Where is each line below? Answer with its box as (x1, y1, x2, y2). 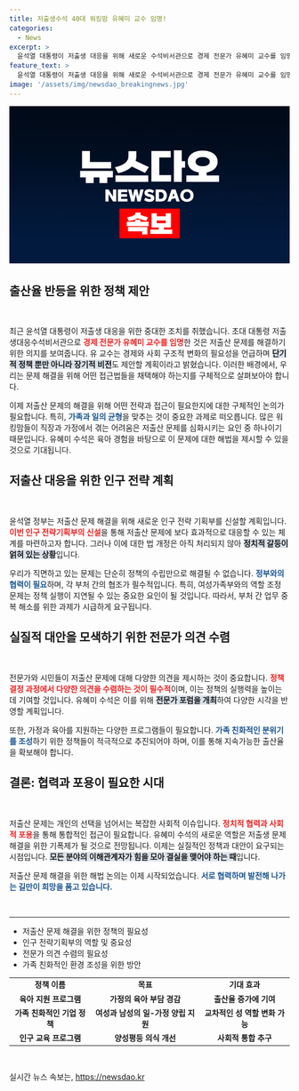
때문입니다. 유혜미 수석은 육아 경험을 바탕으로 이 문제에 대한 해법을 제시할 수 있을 (9, 434, 289, 445)
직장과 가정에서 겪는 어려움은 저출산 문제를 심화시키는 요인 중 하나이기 (39, 422, 283, 433)
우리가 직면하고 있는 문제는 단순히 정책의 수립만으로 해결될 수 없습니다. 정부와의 (9, 567, 285, 578)
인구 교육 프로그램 (19, 1032, 82, 1043)
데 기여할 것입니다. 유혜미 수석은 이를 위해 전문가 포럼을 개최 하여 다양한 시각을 (9, 694, 279, 705)
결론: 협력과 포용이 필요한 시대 (9, 775, 165, 790)
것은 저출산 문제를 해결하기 (192, 337, 287, 348)
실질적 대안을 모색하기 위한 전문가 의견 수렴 (9, 630, 230, 645)
